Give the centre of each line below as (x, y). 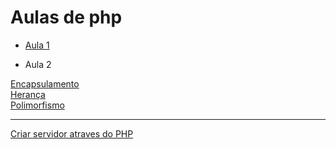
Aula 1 (37, 45)
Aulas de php (66, 17)
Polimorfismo (37, 105)
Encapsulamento (45, 83)
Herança (28, 94)
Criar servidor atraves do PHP (72, 133)
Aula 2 (38, 64)
